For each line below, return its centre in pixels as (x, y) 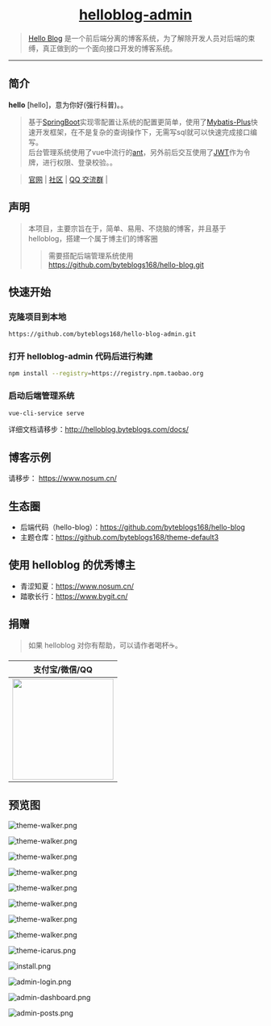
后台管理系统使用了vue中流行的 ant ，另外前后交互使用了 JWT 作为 (135, 152)
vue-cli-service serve (46, 413)
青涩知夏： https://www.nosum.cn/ (77, 586)
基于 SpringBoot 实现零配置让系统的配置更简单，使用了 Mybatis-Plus (140, 122)
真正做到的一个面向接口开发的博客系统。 (110, 48)
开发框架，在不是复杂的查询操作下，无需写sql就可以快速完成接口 (143, 132)
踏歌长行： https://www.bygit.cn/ (74, 596)
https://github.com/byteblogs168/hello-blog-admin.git (102, 334)
